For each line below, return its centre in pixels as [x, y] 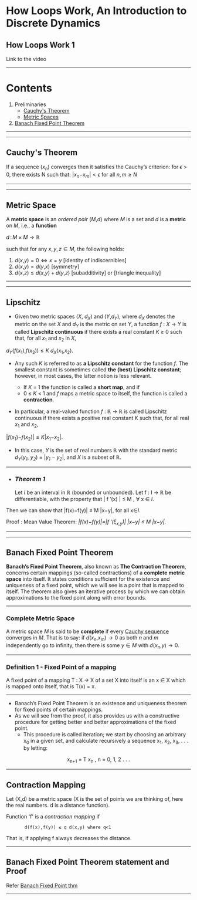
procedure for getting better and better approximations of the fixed [95, 722]
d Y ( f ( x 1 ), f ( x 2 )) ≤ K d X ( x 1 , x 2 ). [40, 351]
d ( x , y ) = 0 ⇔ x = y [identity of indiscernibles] [71, 260]
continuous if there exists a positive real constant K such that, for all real [102, 418]
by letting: [35, 748]
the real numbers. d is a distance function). [58, 806]
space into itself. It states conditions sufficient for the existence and [88, 579]
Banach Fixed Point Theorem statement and [88, 862]
